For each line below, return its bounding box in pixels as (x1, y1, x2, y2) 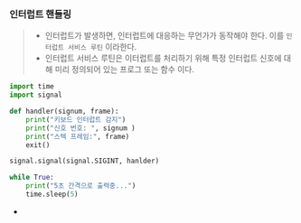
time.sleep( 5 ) (25, 190, 79, 200)
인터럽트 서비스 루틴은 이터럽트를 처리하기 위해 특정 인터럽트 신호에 (44, 52, 282, 64)
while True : (9, 173, 54, 182)
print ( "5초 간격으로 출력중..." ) (25, 181, 136, 190)
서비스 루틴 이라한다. (67, 42, 137, 52)
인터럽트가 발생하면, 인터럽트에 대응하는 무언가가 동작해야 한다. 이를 (44, 30, 285, 42)
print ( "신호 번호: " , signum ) (25, 124, 136, 133)
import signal (9, 90, 63, 100)
